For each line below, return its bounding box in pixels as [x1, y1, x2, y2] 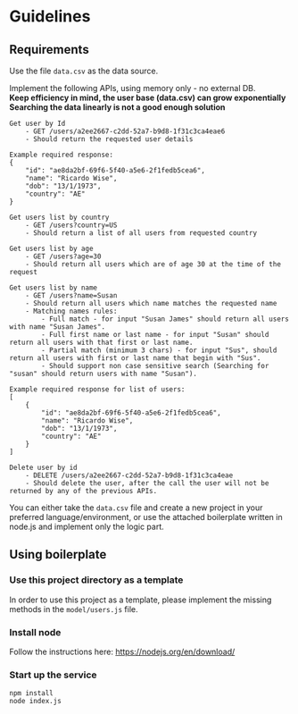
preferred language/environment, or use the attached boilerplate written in [9, 512, 283, 522]
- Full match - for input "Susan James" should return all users [41, 315, 290, 323]
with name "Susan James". [9, 323, 105, 332]
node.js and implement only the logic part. [9, 521, 165, 532]
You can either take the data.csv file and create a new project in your [9, 502, 263, 513]
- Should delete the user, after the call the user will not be [25, 479, 269, 488]
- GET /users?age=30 [25, 252, 102, 261]
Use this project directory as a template [9, 574, 184, 586]
